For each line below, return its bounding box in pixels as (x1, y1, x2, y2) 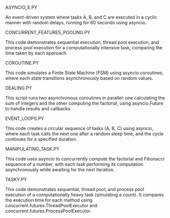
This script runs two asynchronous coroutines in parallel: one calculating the (5, 95, 165, 101)
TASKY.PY (5, 176, 27, 182)
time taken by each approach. (5, 50, 67, 56)
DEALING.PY (5, 85, 32, 91)
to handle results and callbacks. (5, 106, 72, 111)
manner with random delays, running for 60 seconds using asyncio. (5, 20, 147, 25)
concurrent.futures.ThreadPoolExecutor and (5, 203, 98, 208)
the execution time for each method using (5, 197, 93, 203)
